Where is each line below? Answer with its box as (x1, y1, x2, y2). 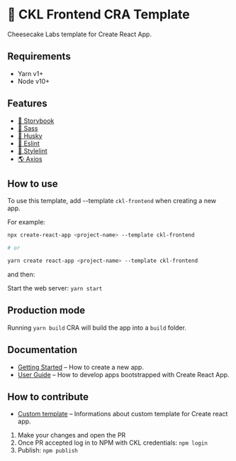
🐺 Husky (17, 131, 43, 140)
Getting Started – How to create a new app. (17, 362, 144, 371)
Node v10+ (17, 77, 50, 85)
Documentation (7, 344, 78, 356)
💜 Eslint (17, 139, 40, 148)
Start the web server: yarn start (7, 284, 103, 292)
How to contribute (7, 391, 89, 403)
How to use (7, 178, 58, 190)
